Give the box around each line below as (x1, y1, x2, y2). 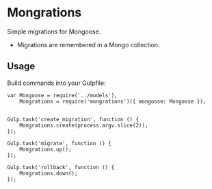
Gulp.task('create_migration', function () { (7, 116, 139, 123)
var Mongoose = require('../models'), (7, 92, 118, 99)
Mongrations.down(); (19, 170, 78, 177)
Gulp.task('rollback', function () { (7, 164, 115, 171)
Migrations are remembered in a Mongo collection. (16, 40, 160, 49)
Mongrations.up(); (19, 146, 72, 153)
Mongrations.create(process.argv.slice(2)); (19, 122, 148, 129)
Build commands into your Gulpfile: (7, 79, 106, 87)
